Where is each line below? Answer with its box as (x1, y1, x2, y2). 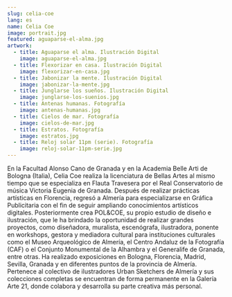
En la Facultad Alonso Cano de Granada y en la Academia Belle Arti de (7, 164, 208, 172)
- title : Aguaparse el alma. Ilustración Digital (13, 49, 159, 56)
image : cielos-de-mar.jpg (19, 119, 95, 127)
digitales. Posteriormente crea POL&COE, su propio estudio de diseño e (7, 208, 212, 217)
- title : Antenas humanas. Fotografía (13, 100, 126, 107)
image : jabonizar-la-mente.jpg (19, 81, 110, 88)
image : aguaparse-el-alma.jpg (19, 55, 107, 62)
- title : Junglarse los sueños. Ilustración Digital (13, 87, 169, 94)
